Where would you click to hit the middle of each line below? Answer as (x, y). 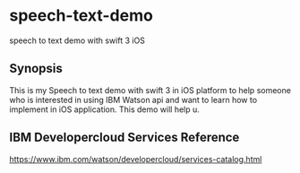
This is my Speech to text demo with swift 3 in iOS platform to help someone (150, 90)
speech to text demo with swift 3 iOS (77, 40)
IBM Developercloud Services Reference (124, 138)
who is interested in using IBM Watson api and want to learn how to (133, 99)
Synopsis (36, 69)
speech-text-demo (81, 16)
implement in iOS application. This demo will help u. (104, 109)
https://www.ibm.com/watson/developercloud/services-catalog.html (136, 159)
